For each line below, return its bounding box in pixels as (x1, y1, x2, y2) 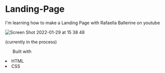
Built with (12, 48, 32, 54)
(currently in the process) (5, 38, 57, 45)
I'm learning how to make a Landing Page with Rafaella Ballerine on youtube (5, 20, 160, 26)
